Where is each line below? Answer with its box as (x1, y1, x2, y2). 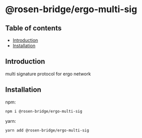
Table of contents (5, 24, 62, 32)
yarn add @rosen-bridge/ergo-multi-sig (5, 128, 89, 133)
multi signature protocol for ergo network (5, 71, 91, 77)
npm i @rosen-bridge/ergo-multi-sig (5, 109, 82, 114)
